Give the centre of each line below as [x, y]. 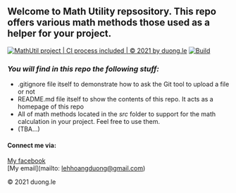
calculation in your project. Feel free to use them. [89, 122]
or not [26, 92]
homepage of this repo [51, 107]
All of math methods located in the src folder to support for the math [117, 114]
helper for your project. [60, 33]
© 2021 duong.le [32, 182]
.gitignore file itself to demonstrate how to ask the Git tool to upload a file [123, 85]
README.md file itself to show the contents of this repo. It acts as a [115, 99]
